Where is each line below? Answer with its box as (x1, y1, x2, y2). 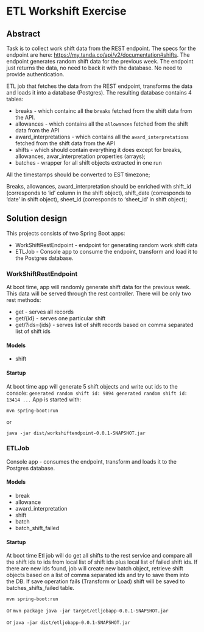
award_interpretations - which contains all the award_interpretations (15, 133, 189, 140)
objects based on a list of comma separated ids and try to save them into (6, 572, 189, 579)
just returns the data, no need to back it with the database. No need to (6, 64, 183, 71)
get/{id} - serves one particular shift (15, 315, 106, 322)
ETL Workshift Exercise (6, 4, 127, 18)
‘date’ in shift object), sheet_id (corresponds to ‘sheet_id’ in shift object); (6, 196, 188, 203)
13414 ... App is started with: (6, 395, 82, 403)
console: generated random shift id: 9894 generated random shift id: (6, 389, 188, 397)
